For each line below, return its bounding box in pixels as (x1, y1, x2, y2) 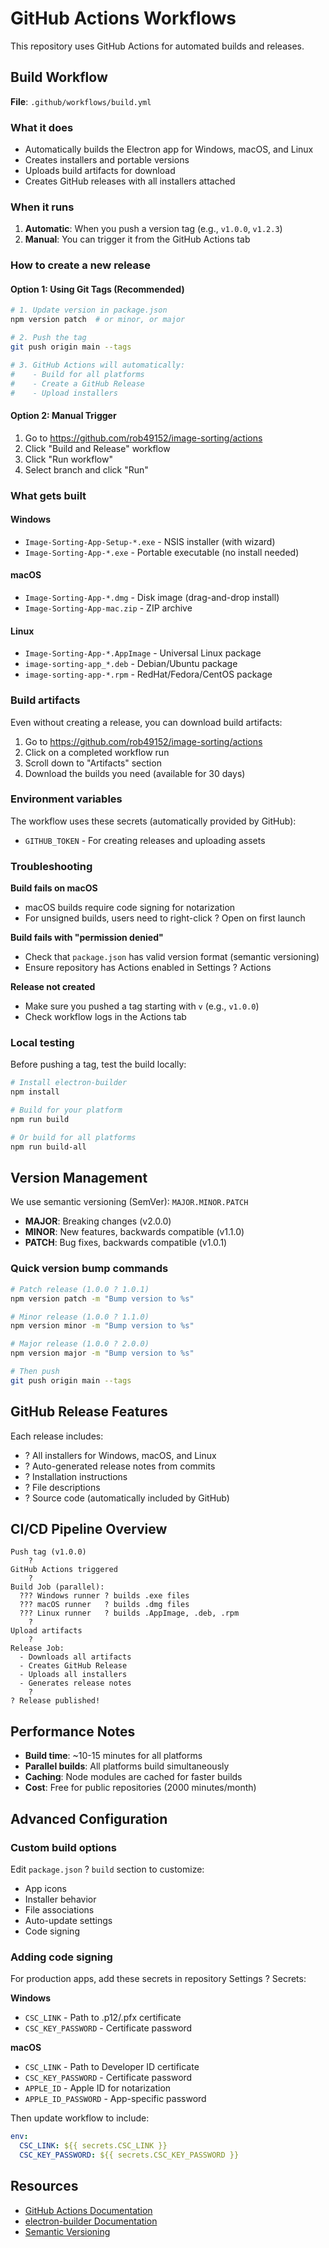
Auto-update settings (24, 1914, 113, 1926)
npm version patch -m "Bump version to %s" (10, 1293, 195, 1304)
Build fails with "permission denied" (10, 932, 164, 944)
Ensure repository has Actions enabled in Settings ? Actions (24, 962, 272, 974)
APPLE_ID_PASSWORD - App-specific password (24, 2093, 207, 2105)
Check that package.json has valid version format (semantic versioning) (24, 951, 320, 963)
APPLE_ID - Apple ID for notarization (24, 2082, 172, 2094)
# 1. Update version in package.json (10, 305, 168, 316)
